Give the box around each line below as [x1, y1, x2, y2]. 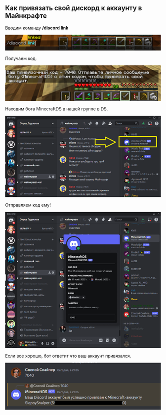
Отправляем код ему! [5, 202, 51, 208]
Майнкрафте [5, 12, 47, 20]
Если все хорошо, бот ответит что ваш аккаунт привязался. [5, 353, 131, 359]
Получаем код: [5, 55, 37, 61]
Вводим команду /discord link [5, 25, 69, 31]
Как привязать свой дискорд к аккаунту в [5, 4, 142, 12]
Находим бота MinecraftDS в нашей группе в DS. [5, 106, 108, 112]
